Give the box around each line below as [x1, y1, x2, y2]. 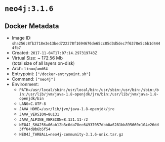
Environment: [11, 81, 39, 87]
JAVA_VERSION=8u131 [19, 112, 60, 117]
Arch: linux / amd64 [11, 66, 48, 71]
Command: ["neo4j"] [11, 76, 56, 82]
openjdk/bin [19, 96, 44, 101]
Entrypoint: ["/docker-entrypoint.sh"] [11, 71, 91, 77]
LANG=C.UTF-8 [19, 101, 46, 106]
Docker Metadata [4, 22, 59, 30]
